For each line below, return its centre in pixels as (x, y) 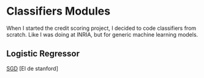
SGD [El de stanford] (32, 68)
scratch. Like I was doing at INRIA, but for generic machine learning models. (102, 34)
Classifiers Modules (59, 11)
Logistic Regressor (43, 54)
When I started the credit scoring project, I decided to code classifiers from (101, 28)
